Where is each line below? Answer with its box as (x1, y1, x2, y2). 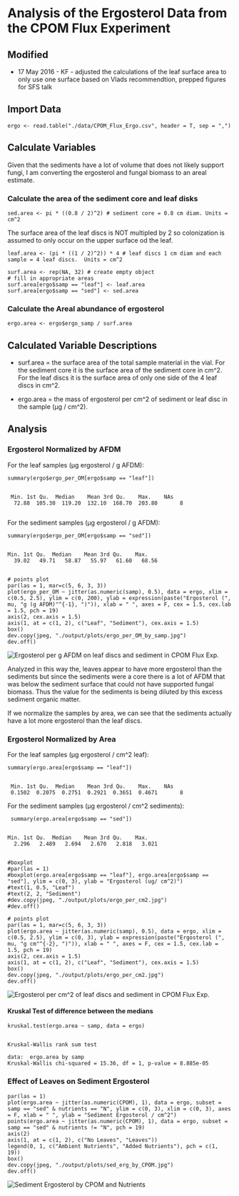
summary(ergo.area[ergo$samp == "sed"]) (10, 816, 133, 823)
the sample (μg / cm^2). (17, 402, 88, 411)
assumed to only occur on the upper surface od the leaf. (7, 235, 173, 244)
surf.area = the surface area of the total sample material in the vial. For (17, 358, 225, 367)
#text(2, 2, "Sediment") (7, 891, 81, 898)
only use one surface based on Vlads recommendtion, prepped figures (17, 75, 226, 83)
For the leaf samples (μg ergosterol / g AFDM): (7, 460, 144, 469)
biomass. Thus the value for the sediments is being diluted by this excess (7, 687, 223, 696)
